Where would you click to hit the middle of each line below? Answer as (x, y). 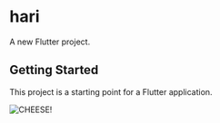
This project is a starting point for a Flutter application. (111, 91)
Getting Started (54, 70)
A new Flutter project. (50, 42)
